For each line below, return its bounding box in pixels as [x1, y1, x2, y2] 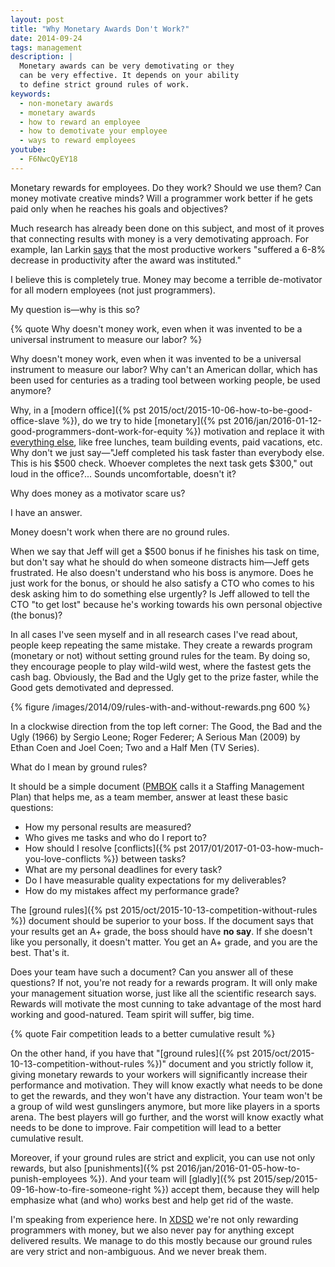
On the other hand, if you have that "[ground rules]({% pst [10, 1047, 250, 1059]
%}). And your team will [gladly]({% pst [89, 1172, 252, 1185]
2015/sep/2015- [253, 1172, 318, 1185]
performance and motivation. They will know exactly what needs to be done [10, 1079, 323, 1091]
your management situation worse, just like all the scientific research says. [10, 987, 317, 999]
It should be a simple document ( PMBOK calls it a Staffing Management [10, 780, 305, 792]
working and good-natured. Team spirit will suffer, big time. [10, 1008, 255, 1020]
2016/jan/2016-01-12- [233, 414, 322, 426]
